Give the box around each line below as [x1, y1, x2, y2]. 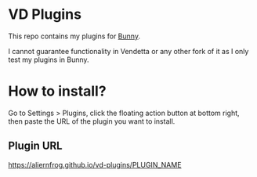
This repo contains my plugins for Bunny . [8, 31, 141, 41]
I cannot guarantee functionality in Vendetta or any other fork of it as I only [8, 46, 249, 56]
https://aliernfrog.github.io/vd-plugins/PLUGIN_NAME [8, 160, 182, 169]
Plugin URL [8, 139, 63, 153]
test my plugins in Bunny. [8, 55, 89, 64]
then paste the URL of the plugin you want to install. [8, 116, 176, 126]
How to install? [8, 82, 107, 100]
